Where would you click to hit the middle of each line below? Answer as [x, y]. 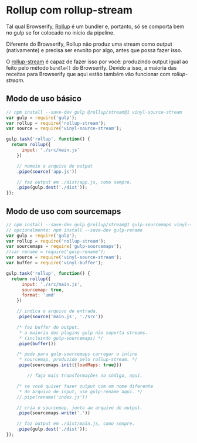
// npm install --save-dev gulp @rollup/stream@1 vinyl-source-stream [94, 112]
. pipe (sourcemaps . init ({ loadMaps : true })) [69, 365]
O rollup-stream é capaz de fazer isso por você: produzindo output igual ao [97, 62]
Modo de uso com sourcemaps [64, 211]
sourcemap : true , [43, 290]
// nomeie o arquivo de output [55, 166]
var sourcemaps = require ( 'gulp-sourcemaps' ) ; [64, 247]
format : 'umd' [39, 295]
